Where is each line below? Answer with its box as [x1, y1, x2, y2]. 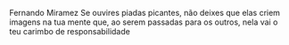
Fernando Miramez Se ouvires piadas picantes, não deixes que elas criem [9, 8, 281, 18]
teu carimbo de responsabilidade [9, 26, 131, 36]
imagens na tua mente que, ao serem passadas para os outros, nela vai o [9, 17, 278, 27]
